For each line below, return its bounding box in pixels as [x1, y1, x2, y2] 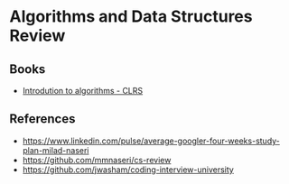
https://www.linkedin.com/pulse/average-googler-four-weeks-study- [22, 135, 280, 146]
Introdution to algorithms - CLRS [22, 86, 144, 96]
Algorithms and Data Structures [9, 6, 253, 27]
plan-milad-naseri [22, 144, 89, 155]
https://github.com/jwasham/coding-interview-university [22, 164, 235, 175]
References [9, 111, 76, 127]
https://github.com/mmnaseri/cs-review [22, 154, 172, 165]
